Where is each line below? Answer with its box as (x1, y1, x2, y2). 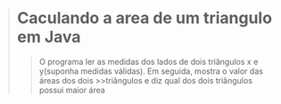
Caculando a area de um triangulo (16, 8, 273, 28)
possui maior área (38, 84, 106, 95)
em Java (16, 27, 81, 47)
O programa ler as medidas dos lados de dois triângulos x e (38, 56, 259, 67)
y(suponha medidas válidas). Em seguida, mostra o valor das (38, 66, 264, 76)
